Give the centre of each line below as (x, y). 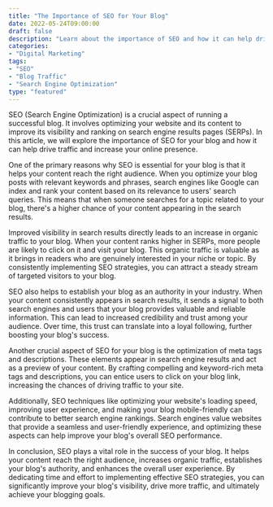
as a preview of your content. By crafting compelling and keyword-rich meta (136, 368)
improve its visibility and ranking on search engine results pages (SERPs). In (135, 132)
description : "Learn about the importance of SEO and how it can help (130, 39)
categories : (28, 46)
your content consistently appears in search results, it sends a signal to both (136, 300)
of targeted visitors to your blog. (62, 276)
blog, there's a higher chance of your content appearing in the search (125, 208)
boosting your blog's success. (59, 335)
